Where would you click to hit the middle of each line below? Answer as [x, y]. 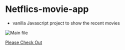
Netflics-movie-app [47, 9]
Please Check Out [24, 42]
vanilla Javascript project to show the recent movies [66, 23]
